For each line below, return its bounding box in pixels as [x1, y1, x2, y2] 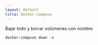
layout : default [5, 7, 39, 12]
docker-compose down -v [5, 35, 54, 40]
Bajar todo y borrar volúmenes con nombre [5, 25, 93, 31]
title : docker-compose [5, 12, 52, 17]
